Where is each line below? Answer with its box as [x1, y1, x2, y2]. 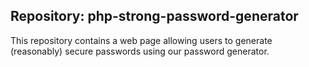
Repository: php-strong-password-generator [10, 8, 299, 25]
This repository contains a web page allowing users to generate [10, 34, 273, 46]
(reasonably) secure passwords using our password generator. [10, 45, 270, 57]
